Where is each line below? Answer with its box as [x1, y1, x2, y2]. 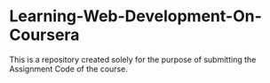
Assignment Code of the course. [9, 64, 129, 74]
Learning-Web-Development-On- [9, 6, 262, 26]
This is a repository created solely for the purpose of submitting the [9, 54, 257, 64]
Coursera [9, 25, 80, 45]
